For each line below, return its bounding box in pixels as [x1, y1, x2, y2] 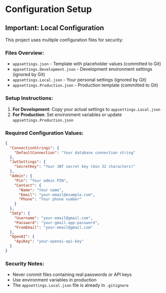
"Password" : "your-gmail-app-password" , [14, 220, 100, 225]
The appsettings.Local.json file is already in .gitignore [12, 282, 129, 288]
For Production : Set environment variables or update [12, 112, 122, 118]
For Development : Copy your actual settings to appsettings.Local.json [12, 106, 160, 112]
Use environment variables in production [12, 277, 97, 283]
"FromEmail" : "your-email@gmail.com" [14, 225, 93, 230]
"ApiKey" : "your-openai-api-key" [14, 239, 84, 244]
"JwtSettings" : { [10, 159, 46, 164]
